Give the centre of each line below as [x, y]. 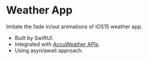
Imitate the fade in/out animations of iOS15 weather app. [74, 26]
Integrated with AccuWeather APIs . [57, 44]
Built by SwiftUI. [34, 38]
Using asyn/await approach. [49, 50]
